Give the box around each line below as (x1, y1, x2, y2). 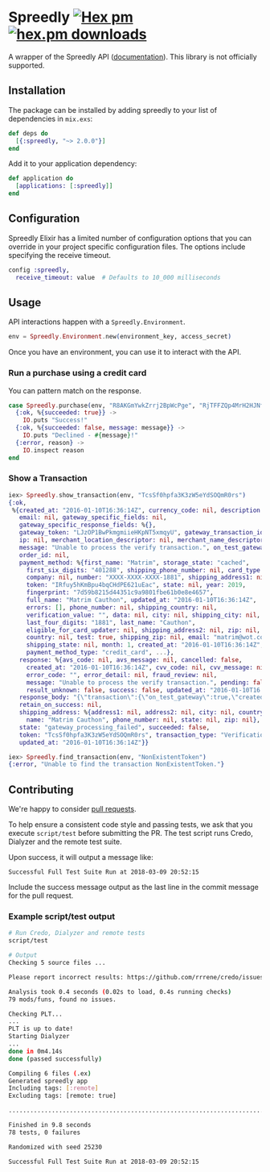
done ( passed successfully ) (8, 1054, 103, 1063)
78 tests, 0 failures (8, 1128, 81, 1137)
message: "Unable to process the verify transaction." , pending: (26, 678, 250, 687)
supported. (8, 60, 45, 70)
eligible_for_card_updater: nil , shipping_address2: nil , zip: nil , (26, 625, 261, 634)
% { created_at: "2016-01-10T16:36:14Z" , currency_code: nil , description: (11, 506, 264, 514)
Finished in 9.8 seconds (8, 1121, 92, 1129)
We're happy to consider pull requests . (8, 804, 137, 814)
